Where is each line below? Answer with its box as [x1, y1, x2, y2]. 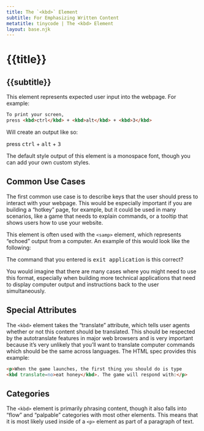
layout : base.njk [6, 26, 51, 33]
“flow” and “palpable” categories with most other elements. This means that [6, 411, 198, 419]
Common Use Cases [6, 176, 86, 187]
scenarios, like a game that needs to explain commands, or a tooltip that [6, 212, 188, 220]
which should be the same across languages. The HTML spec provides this [6, 348, 197, 355]
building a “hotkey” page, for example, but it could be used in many [6, 206, 176, 213]
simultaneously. [6, 287, 46, 295]
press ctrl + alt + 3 [6, 141, 61, 147]
